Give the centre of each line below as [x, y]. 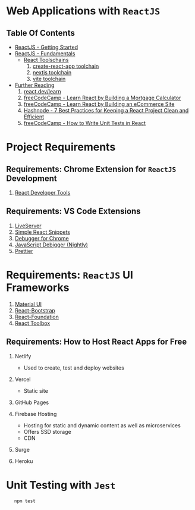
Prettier [24, 251]
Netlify [23, 356]
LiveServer [28, 226]
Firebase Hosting [36, 414]
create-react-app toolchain [66, 66]
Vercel [23, 379]
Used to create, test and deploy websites [74, 368]
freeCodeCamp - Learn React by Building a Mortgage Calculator [102, 98]
